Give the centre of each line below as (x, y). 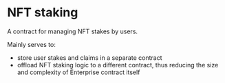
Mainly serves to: (32, 44)
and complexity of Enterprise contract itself (78, 72)
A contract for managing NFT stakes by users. (73, 31)
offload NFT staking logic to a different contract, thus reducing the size (118, 65)
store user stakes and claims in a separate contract (89, 57)
